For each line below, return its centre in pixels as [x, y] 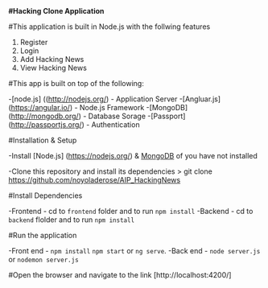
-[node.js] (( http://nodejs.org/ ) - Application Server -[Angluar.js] [115, 99]
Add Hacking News [52, 59]
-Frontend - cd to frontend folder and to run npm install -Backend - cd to [131, 211]
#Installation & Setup [43, 140]
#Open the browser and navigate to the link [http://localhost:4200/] [120, 275]
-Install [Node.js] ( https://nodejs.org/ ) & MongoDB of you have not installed [133, 156]
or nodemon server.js [43, 259]
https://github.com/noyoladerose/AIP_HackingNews [95, 180]
